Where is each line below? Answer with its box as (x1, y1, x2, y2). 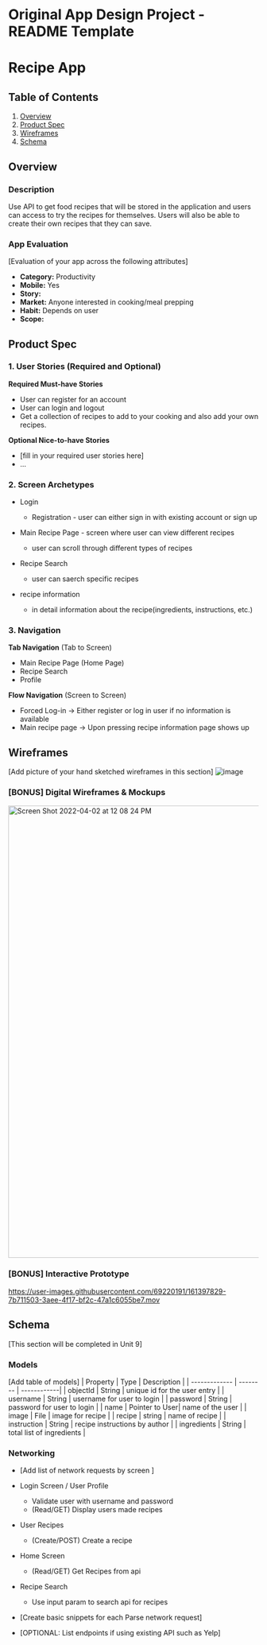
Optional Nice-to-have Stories (8, 435, 110, 444)
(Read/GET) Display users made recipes (31, 1505, 163, 1515)
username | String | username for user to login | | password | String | (8, 1394, 233, 1403)
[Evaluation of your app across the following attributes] (8, 257, 188, 266)
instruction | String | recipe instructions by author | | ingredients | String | (8, 1419, 246, 1429)
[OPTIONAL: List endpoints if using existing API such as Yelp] (19, 1628, 221, 1638)
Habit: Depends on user (19, 306, 99, 316)
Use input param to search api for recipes (31, 1597, 168, 1607)
